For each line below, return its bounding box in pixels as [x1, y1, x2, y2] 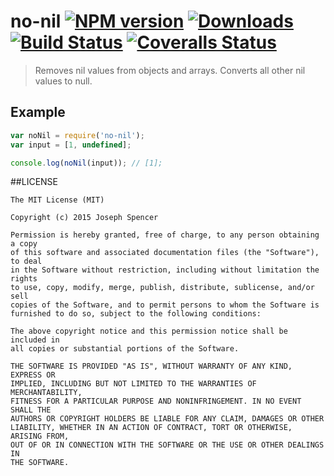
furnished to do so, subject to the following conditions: [10, 309, 262, 319]
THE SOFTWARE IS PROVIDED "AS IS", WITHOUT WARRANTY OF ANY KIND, [10, 361, 293, 372]
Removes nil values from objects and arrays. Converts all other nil [34, 64, 306, 76]
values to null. [34, 75, 93, 87]
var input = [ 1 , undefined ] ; [10, 140, 132, 150]
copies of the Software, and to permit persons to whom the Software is [10, 300, 320, 310]
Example [10, 104, 66, 121]
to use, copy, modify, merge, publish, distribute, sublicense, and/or [10, 283, 315, 293]
